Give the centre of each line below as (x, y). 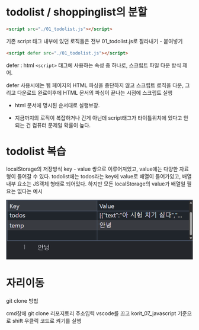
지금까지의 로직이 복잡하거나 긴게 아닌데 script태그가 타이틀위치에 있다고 (98, 118)
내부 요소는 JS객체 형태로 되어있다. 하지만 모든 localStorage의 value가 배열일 (96, 184)
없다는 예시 (30, 191)
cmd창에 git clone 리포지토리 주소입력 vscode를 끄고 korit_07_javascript (91, 313)
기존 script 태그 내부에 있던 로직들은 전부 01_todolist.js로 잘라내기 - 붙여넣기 (94, 41)
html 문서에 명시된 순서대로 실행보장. (57, 105)
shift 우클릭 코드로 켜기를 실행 (47, 321)
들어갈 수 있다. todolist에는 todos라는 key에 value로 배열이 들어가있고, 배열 (104, 176)
